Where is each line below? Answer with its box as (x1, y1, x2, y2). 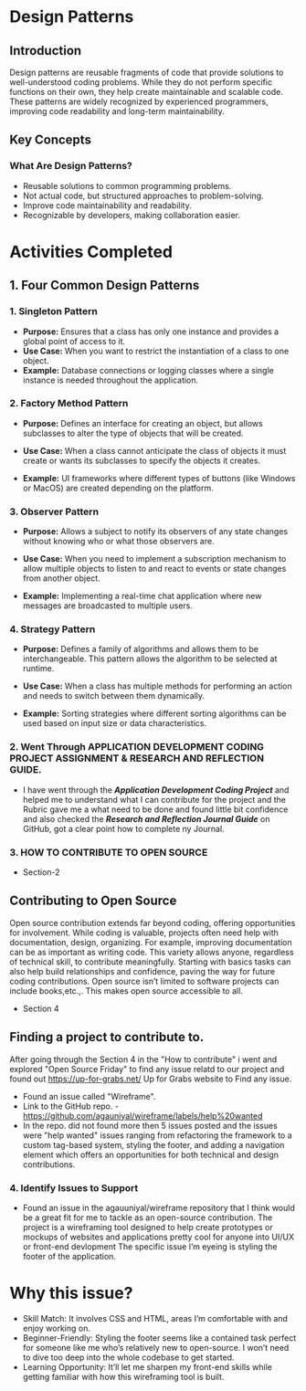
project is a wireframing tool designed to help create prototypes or (22, 1221, 273, 1232)
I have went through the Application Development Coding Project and (22, 784, 290, 796)
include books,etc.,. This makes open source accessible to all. (9, 985, 244, 996)
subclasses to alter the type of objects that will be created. (22, 427, 244, 438)
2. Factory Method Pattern (9, 397, 129, 410)
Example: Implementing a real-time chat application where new (22, 591, 262, 602)
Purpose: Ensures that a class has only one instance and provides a (22, 326, 280, 337)
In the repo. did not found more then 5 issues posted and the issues (22, 1120, 279, 1131)
